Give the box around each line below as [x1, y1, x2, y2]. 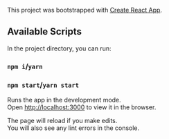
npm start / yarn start [7, 80, 80, 89]
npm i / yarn [7, 62, 43, 71]
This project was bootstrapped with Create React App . [7, 6, 163, 14]
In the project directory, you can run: [7, 44, 112, 53]
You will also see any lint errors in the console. [7, 124, 140, 132]
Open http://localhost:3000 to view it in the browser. [7, 103, 157, 111]
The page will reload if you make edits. [7, 117, 118, 125]
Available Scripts [7, 26, 82, 37]
